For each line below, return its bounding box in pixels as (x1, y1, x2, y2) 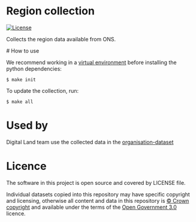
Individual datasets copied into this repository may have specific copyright (6, 190, 190, 198)
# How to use (6, 47, 40, 54)
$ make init (6, 77, 36, 83)
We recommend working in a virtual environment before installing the (6, 59, 177, 66)
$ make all (6, 99, 34, 105)
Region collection (6, 4, 95, 18)
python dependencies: (6, 65, 62, 72)
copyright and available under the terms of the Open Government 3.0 (6, 203, 177, 211)
